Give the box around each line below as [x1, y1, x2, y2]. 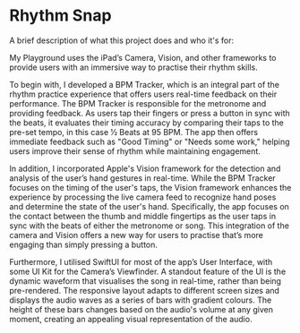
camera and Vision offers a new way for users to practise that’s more [9, 229, 264, 240]
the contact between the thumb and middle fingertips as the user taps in [9, 210, 276, 221]
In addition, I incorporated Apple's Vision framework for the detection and [9, 163, 281, 174]
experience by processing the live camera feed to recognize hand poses [9, 192, 277, 202]
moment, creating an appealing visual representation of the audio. [9, 313, 253, 324]
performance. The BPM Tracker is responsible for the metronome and [9, 98, 267, 108]
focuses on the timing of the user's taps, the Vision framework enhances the [9, 182, 292, 192]
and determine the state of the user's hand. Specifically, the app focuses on [9, 201, 289, 211]
